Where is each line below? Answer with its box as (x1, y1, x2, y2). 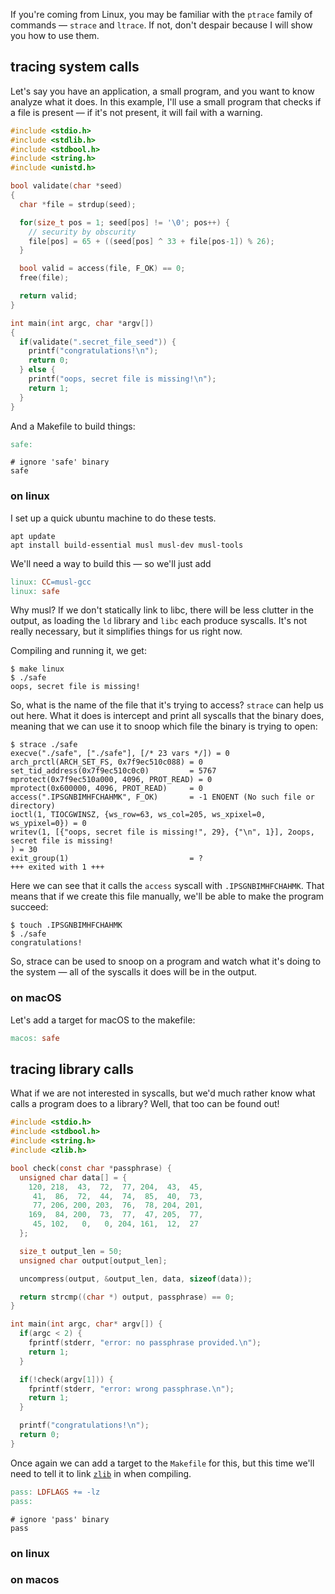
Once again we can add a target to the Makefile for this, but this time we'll (10, 1457, 315, 1469)
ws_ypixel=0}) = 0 (10, 819, 87, 829)
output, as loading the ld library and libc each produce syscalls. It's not (10, 615, 308, 627)
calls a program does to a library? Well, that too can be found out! (10, 1098, 280, 1110)
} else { (19, 365, 56, 375)
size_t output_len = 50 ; (19, 1246, 123, 1256)
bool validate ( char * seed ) (10, 181, 123, 191)
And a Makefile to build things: (10, 420, 136, 432)
